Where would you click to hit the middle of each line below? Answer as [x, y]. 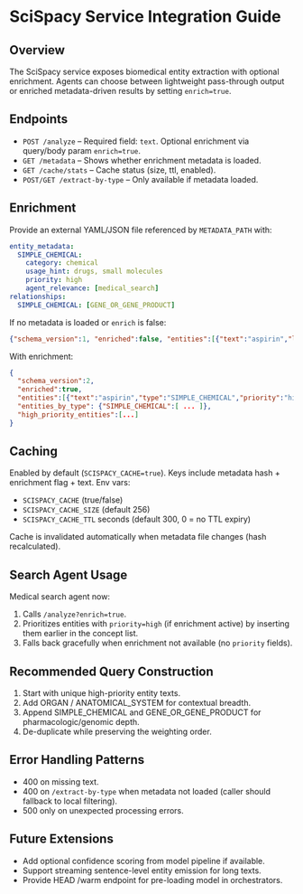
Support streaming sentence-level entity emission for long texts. [142, 870]
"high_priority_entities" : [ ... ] [78, 414]
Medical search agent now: [60, 597]
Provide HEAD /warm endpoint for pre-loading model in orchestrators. [152, 880]
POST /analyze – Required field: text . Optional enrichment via [136, 141]
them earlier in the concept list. [80, 634]
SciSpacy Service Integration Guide [145, 17]
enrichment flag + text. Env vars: [70, 483]
